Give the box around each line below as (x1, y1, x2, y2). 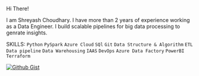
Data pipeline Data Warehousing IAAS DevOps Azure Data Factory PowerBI (6, 48, 185, 54)
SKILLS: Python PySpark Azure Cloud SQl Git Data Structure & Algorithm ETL (6, 41, 193, 47)
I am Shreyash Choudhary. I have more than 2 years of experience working (6, 17, 190, 23)
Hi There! (6, 5, 29, 12)
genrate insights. (6, 29, 48, 36)
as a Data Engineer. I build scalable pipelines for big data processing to (6, 23, 181, 30)
